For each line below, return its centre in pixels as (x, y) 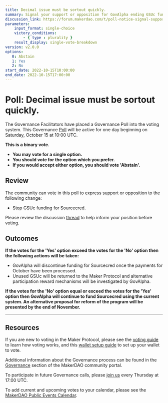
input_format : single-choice (44, 29)
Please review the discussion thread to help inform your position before (79, 217)
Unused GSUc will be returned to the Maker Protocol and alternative (82, 276)
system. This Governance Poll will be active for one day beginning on (76, 129)
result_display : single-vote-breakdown (56, 43)
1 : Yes (19, 61)
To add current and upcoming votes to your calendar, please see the (76, 390)
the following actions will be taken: (42, 256)
